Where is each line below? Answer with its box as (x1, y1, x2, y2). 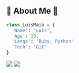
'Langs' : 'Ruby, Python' (11, 38, 74, 45)
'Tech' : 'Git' (11, 44, 47, 50)
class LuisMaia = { (6, 22, 55, 28)
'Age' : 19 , (11, 33, 39, 39)
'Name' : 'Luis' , (11, 28, 52, 34)
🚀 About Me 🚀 (6, 6, 58, 16)
